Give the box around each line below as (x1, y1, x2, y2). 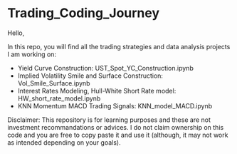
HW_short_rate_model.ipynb (17, 94, 101, 103)
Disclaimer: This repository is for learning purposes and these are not (7, 115, 211, 124)
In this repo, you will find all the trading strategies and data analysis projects (7, 42, 231, 51)
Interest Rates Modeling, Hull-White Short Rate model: (17, 86, 177, 95)
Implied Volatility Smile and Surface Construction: (17, 71, 164, 80)
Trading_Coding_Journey (7, 5, 160, 21)
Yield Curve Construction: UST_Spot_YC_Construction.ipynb (17, 63, 194, 72)
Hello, (7, 29, 25, 37)
